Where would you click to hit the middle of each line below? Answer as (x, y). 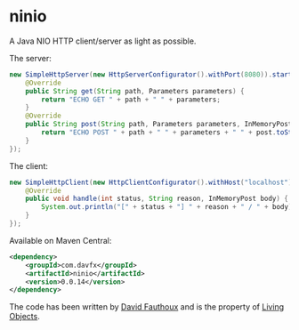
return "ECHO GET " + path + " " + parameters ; (131, 100)
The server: (30, 58)
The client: (29, 165)
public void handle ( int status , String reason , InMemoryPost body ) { (157, 199)
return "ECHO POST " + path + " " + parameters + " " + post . (159, 133)
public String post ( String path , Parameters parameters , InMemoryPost (159, 125)
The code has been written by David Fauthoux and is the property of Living (147, 307)
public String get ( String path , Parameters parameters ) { (135, 91)
